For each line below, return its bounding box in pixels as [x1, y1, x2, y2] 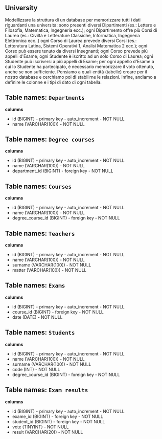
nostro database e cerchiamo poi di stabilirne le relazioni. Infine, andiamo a [5, 74, 157, 80]
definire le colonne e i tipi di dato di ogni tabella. [5, 79, 102, 85]
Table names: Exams [5, 281, 65, 290]
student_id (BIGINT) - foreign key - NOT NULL [12, 418, 105, 424]
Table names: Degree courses [5, 135, 95, 144]
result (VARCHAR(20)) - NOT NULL [12, 429, 83, 435]
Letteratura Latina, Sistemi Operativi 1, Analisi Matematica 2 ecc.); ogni [5, 43, 148, 48]
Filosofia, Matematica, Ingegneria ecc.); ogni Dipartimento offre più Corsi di [5, 27, 158, 33]
